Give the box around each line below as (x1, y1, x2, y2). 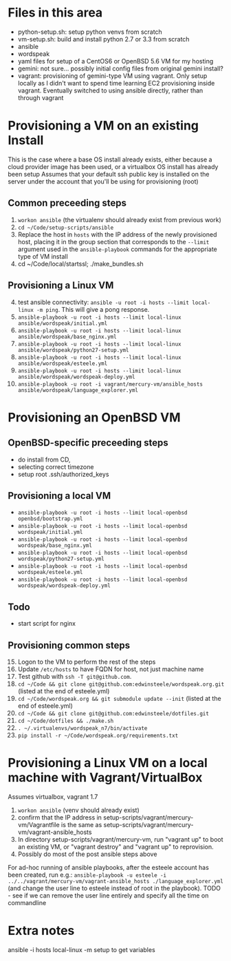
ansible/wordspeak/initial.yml (17, 319, 108, 327)
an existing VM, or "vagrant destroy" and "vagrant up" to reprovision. (17, 842, 214, 851)
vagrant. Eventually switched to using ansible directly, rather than (17, 86, 203, 95)
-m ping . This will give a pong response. (36, 305, 150, 313)
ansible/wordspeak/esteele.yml (17, 360, 108, 367)
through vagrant (17, 93, 64, 101)
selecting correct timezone (17, 462, 94, 470)
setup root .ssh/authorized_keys (17, 470, 109, 478)
